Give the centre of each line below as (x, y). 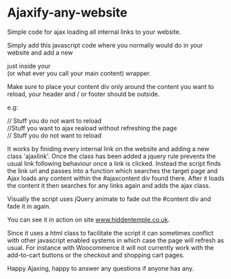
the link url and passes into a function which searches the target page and (113, 171)
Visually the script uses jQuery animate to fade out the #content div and (109, 199)
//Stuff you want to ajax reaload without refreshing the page (92, 128)
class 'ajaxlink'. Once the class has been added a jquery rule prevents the (111, 156)
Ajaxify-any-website (67, 13)
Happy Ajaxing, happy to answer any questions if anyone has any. (101, 268)
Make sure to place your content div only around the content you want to (111, 86)
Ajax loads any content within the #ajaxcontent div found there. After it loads (116, 178)
